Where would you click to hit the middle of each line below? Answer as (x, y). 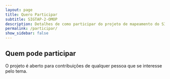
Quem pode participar (41, 54)
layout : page (19, 10)
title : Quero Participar (31, 15)
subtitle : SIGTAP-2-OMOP (31, 19)
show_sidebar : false (27, 33)
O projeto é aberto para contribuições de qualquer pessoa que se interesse (84, 65)
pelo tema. (16, 71)
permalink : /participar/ (31, 29)
